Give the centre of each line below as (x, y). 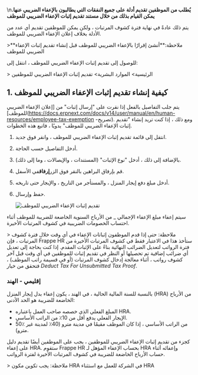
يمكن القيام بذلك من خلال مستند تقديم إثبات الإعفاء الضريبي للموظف (81, 16)
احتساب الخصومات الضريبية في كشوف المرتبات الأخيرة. (68, 223)
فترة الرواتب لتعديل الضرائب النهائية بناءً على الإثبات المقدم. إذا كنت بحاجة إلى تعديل (98, 247)
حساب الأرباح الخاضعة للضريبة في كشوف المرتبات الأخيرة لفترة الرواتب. (86, 354)
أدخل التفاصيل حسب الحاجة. (46, 148)
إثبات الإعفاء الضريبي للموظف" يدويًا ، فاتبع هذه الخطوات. (69, 125)
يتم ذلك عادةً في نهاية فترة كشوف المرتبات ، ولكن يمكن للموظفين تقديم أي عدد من (98, 27)
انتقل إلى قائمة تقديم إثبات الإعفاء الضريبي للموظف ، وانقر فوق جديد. (91, 137)
